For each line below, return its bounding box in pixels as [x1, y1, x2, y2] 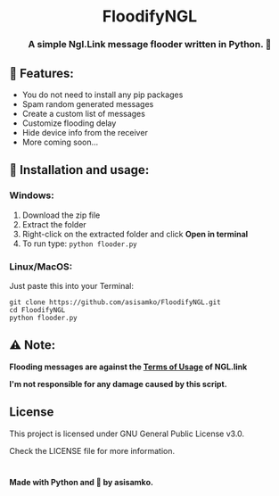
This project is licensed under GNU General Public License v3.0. [9, 428, 245, 439]
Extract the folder [21, 219, 86, 229]
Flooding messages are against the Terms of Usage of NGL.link [9, 361, 248, 372]
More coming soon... [21, 136, 99, 147]
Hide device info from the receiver [21, 127, 149, 137]
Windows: [9, 189, 55, 202]
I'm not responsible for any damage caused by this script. [9, 378, 227, 389]
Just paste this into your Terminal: [9, 280, 134, 291]
